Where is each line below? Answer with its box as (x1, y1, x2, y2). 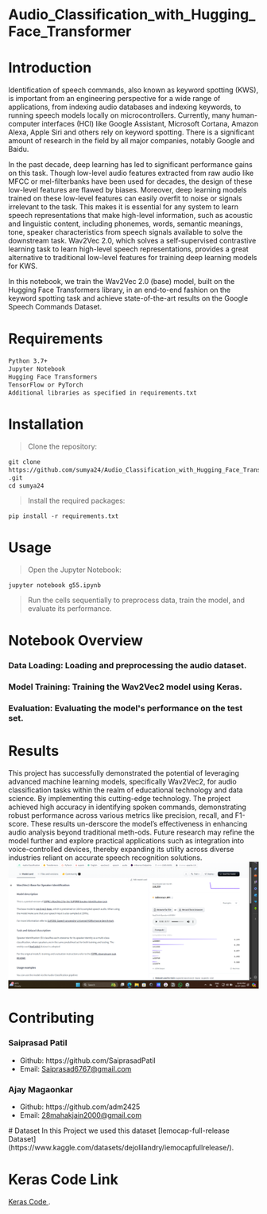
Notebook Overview (8, 632, 143, 650)
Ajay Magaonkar (8, 1084, 74, 1095)
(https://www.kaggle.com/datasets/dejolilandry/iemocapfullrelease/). (8, 1143, 234, 1153)
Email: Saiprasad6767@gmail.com (19, 1064, 132, 1073)
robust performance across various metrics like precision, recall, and (8, 810, 234, 820)
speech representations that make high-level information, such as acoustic (8, 211, 253, 220)
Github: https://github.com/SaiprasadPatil (19, 1056, 157, 1065)
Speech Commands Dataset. (8, 302, 102, 312)
